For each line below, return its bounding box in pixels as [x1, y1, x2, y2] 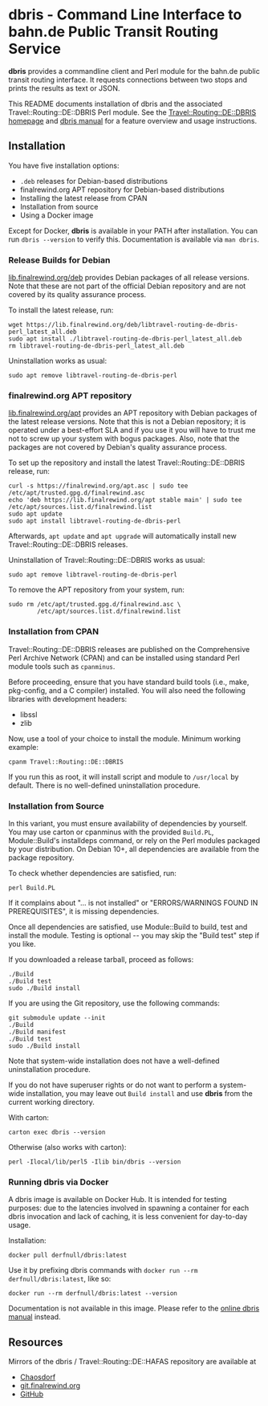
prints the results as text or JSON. [8, 83, 120, 93]
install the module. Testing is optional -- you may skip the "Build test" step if [8, 930, 260, 940]
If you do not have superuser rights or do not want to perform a [8, 1080, 218, 1090]
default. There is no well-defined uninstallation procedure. [8, 780, 201, 790]
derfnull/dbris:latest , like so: [8, 1274, 112, 1284]
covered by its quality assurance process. [8, 290, 147, 300]
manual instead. [8, 1312, 62, 1322]
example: [8, 742, 39, 752]
